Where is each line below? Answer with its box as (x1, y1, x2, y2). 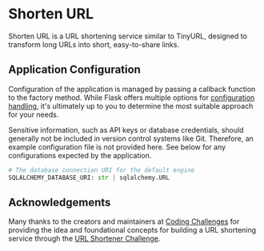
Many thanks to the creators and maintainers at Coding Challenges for (8, 217, 240, 226)
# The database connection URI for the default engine (8, 165, 195, 174)
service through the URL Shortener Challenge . (8, 233, 161, 244)
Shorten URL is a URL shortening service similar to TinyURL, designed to (8, 31, 248, 41)
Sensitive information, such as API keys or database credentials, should (8, 125, 244, 134)
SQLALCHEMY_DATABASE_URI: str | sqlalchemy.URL (8, 173, 170, 181)
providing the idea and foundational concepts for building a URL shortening (8, 225, 257, 235)
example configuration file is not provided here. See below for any (8, 141, 226, 152)
